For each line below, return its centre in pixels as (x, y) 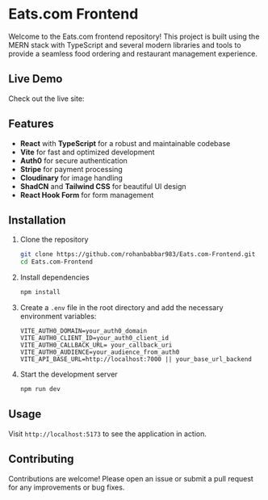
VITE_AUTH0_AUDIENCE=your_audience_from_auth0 (100, 352)
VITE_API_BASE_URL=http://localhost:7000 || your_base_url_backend (136, 359)
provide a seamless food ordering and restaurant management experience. (133, 53)
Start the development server (69, 374)
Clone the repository (54, 240)
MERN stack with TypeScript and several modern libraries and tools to (125, 44)
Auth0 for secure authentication (73, 160)
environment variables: (58, 316)
